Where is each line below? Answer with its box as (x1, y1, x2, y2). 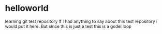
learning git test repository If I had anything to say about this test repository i (5, 18, 158, 24)
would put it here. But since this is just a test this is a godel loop (5, 23, 132, 29)
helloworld (5, 3, 49, 14)
